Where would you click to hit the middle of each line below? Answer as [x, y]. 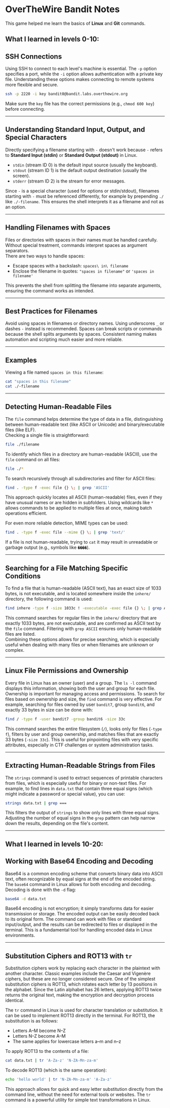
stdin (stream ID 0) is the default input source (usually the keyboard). [85, 165]
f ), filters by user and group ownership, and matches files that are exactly [82, 734]
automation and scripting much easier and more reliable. [64, 339]
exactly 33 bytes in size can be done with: [49, 710]
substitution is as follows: [32, 1021]
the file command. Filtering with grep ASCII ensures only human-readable [83, 629]
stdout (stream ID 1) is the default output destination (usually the [80, 170]
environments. [20, 935]
